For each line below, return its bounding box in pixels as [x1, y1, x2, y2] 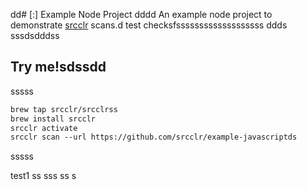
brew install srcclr [10, 114, 97, 124]
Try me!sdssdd [10, 59, 107, 76]
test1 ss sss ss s [10, 170, 77, 182]
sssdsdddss [10, 30, 60, 41]
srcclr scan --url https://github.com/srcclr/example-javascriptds [10, 132, 298, 143]
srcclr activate [10, 123, 78, 133]
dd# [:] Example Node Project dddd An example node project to [10, 9, 273, 20]
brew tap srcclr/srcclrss [10, 104, 118, 114]
